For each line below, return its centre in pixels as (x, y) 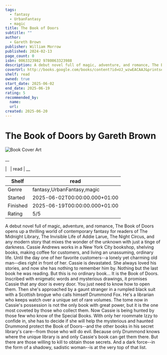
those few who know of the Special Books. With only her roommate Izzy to (82, 315)
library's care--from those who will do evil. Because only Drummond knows (83, 331)
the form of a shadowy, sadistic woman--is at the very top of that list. (76, 347)
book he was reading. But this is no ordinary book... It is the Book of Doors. (82, 273)
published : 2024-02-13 (29, 51)
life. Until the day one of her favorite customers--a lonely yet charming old (81, 257)
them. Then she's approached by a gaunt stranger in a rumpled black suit (80, 289)
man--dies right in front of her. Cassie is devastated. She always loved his (81, 263)
